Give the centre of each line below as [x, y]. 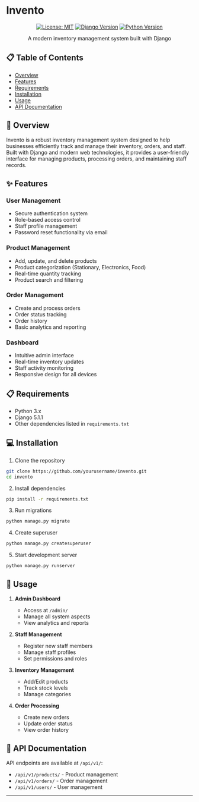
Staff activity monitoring [44, 368]
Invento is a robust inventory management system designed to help [88, 140]
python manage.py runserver [41, 566]
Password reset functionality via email [61, 232]
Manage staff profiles [50, 652]
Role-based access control [48, 220]
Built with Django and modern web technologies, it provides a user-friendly [98, 152]
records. [16, 165]
